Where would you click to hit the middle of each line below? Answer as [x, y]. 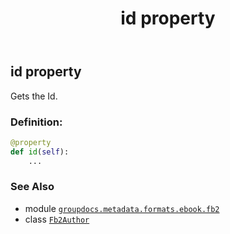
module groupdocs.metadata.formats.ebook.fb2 [122, 208]
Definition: [36, 122]
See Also [32, 187]
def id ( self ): [40, 152]
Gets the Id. [34, 96]
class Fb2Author [57, 219]
